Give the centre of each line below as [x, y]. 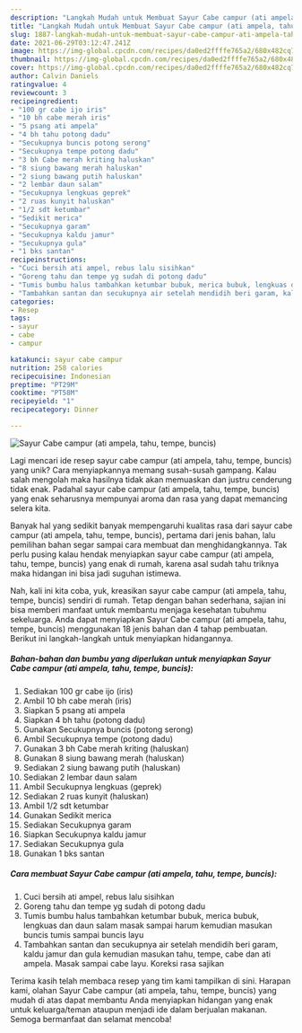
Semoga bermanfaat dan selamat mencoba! [91, 1019]
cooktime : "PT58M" [44, 393]
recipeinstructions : [49, 260]
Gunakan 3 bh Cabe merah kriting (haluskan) [106, 748]
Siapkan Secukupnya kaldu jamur [85, 834]
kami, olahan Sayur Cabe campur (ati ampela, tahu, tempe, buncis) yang [143, 990]
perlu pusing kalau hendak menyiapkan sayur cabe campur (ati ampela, [142, 554]
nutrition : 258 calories [56, 368]
